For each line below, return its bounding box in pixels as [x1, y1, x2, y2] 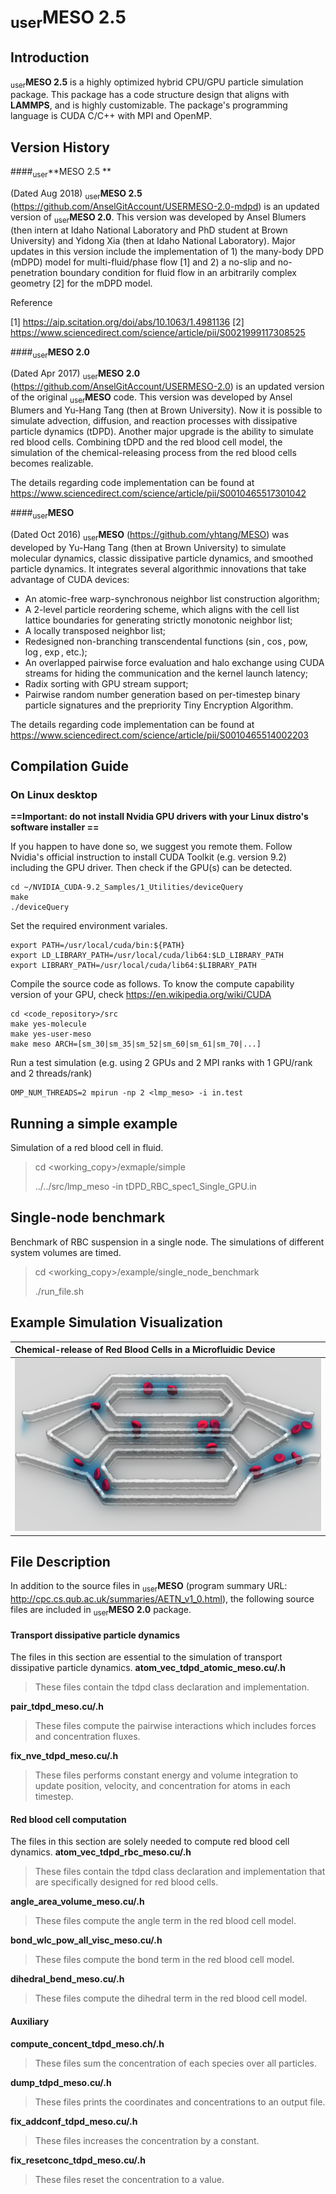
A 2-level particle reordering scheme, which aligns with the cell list [24, 603, 300, 615]
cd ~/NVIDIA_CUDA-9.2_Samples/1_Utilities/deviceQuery [10, 882, 244, 893]
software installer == [10, 821, 100, 833]
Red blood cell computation [10, 1813, 127, 1825]
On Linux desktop [10, 787, 98, 801]
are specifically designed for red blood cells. [34, 1876, 219, 1888]
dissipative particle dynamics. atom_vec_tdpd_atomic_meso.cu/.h [10, 1662, 286, 1674]
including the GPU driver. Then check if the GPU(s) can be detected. [10, 862, 293, 874]
